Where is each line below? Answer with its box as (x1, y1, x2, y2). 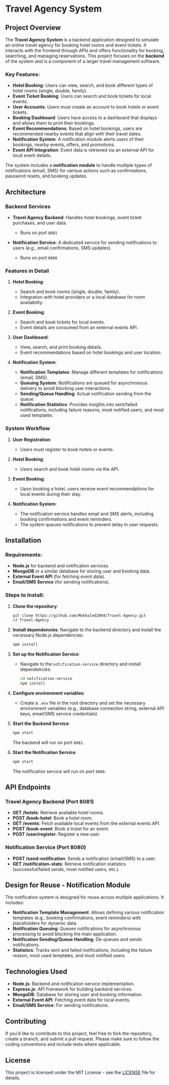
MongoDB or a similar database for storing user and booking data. (12, 568, 151, 574)
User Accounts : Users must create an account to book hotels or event (12, 104, 159, 110)
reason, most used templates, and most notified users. (12, 953, 126, 959)
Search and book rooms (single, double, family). (20, 288, 120, 295)
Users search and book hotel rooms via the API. (20, 466, 120, 472)
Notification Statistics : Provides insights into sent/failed (20, 402, 138, 408)
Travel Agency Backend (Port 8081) (5, 798, 94, 805)
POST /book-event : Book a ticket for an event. (12, 826, 109, 832)
